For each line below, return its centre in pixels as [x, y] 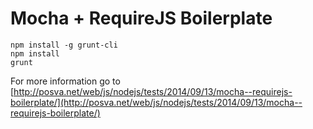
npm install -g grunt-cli [64, 45]
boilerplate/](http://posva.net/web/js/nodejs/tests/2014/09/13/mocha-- [156, 102]
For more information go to [65, 81]
